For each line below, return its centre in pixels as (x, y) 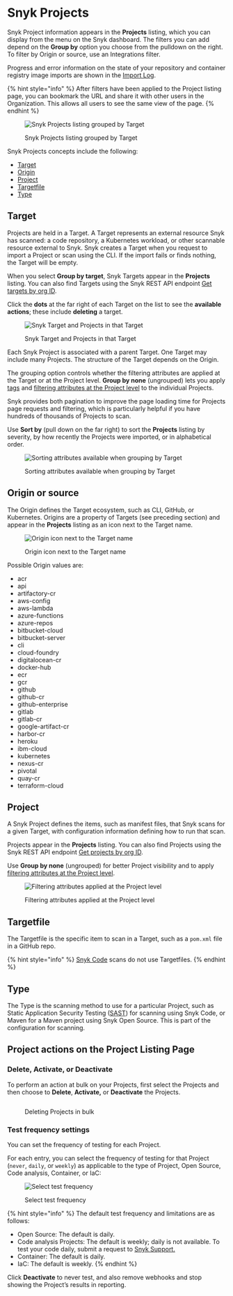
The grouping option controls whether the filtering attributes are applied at (114, 373)
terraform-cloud (40, 785)
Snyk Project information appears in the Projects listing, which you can (109, 32)
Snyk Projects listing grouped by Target (81, 138)
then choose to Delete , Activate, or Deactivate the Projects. (94, 1092)
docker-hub (34, 667)
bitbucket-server (41, 637)
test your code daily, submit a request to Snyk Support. (96, 1249)
